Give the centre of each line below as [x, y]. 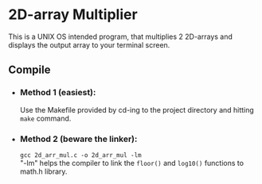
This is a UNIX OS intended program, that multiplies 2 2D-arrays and [121, 36]
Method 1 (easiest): [58, 93]
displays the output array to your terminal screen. [89, 44]
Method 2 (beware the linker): [78, 139]
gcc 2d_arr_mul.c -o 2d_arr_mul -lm [80, 155]
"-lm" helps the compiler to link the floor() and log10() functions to [132, 163]
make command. [45, 118]
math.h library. [43, 171]
